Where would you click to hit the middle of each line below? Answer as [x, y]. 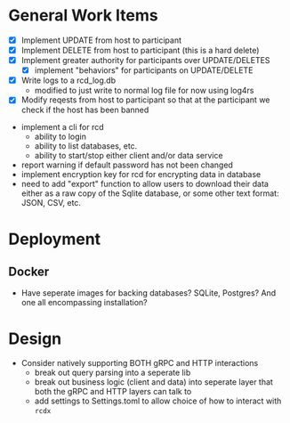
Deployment [55, 239]
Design [35, 338]
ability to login [60, 137]
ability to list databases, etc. [86, 146]
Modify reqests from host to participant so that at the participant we [145, 100]
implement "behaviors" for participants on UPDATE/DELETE [144, 70]
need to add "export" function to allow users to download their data [145, 184]
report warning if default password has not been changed [127, 165]
